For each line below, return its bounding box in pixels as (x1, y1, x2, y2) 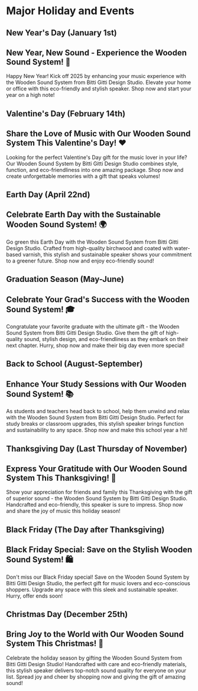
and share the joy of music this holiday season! (6, 507, 121, 515)
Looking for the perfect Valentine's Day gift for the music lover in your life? (6, 154, 187, 161)
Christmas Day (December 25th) (6, 609, 128, 619)
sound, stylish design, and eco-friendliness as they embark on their (24, 336, 189, 342)
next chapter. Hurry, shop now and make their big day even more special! (6, 342, 185, 349)
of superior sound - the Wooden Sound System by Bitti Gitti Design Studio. (6, 495, 188, 502)
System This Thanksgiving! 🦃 (6, 473, 116, 483)
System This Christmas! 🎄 (6, 638, 104, 648)
